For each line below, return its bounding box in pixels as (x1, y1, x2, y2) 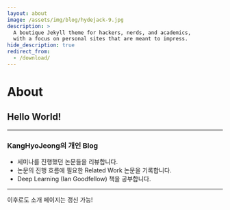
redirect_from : (7, 49, 51, 55)
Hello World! (7, 111, 62, 123)
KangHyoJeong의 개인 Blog (7, 141, 99, 150)
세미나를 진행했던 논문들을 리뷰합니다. (16, 158, 118, 166)
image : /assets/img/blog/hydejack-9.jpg (7, 16, 125, 23)
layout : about (7, 10, 48, 17)
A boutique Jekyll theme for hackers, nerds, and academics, (13, 29, 192, 36)
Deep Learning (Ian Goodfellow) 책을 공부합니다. (16, 175, 151, 183)
